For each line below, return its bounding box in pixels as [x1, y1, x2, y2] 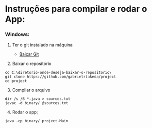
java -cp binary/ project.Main [5, 119, 68, 124]
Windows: [5, 31, 30, 38]
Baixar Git [19, 51, 39, 57]
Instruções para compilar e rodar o [5, 3, 147, 15]
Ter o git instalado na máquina [12, 42, 73, 48]
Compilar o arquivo [12, 87, 51, 93]
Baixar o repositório [12, 61, 52, 66]
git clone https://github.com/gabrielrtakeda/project [5, 74, 117, 80]
